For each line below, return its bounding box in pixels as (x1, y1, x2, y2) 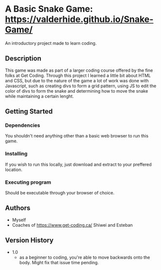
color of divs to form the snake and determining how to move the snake (5, 88, 148, 94)
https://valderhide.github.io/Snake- (5, 14, 154, 25)
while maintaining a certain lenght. (5, 93, 74, 99)
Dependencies (5, 122, 40, 129)
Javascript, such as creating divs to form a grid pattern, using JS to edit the (5, 83, 157, 89)
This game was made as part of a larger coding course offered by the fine (5, 67, 153, 73)
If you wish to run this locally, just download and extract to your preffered (5, 161, 152, 167)
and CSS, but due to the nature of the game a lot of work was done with (5, 77, 149, 83)
